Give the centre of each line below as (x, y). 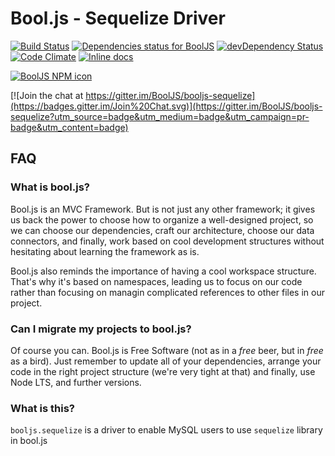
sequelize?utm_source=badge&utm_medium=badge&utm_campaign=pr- (160, 116)
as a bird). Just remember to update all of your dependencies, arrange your (166, 361)
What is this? (42, 408)
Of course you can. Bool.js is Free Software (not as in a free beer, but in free (167, 350)
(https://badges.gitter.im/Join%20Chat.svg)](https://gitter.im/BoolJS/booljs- (166, 106)
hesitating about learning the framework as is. (105, 251)
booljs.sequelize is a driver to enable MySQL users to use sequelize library (166, 430)
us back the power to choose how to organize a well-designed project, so (162, 219)
